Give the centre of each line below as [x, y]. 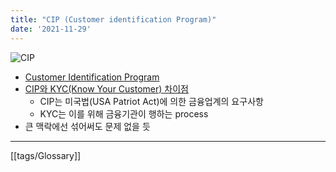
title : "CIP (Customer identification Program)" [113, 19]
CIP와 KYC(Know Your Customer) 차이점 [106, 88]
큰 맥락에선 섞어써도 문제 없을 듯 [87, 126]
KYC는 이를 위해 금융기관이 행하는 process [124, 113]
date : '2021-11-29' [51, 29]
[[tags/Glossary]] [46, 155]
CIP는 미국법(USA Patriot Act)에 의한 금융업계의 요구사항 [151, 101]
